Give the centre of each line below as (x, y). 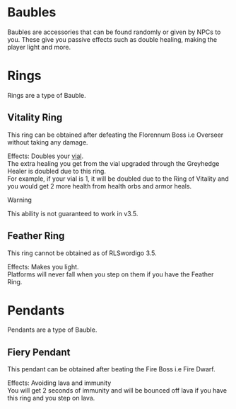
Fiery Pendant (39, 352)
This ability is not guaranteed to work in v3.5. (73, 213)
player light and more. (39, 47)
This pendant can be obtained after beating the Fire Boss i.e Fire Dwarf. (111, 369)
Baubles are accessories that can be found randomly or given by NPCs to (114, 32)
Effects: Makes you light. (43, 267)
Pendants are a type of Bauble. (52, 330)
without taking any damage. (48, 142)
